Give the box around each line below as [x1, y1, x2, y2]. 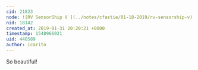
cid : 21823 [6, 8, 33, 15]
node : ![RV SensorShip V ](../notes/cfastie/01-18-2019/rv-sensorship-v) [6, 14, 193, 20]
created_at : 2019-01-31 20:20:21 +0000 [6, 25, 105, 31]
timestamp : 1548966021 [6, 31, 62, 37]
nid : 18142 [6, 20, 33, 26]
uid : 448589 [6, 36, 36, 42]
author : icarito [6, 42, 46, 48]
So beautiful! [6, 58, 37, 65]
